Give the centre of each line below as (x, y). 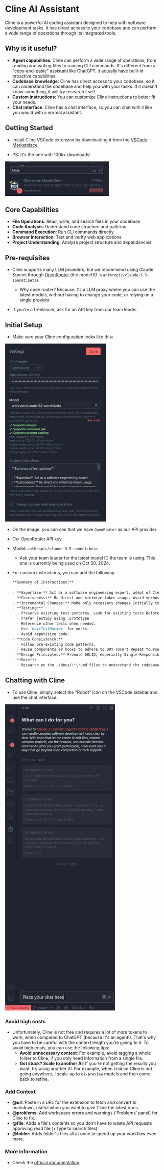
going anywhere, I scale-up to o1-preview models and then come (85, 1074)
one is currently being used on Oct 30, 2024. (65, 563)
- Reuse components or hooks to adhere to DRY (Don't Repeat (81, 650)
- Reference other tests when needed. (56, 624)
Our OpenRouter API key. (37, 539)
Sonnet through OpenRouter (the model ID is (57, 275)
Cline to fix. (24, 1118)
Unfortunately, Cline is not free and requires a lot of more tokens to (80, 1032)
